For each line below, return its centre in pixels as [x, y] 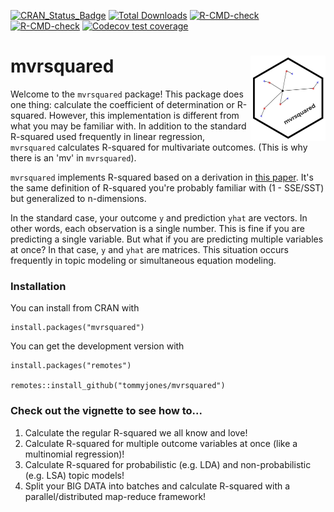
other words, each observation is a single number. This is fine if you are [157, 228]
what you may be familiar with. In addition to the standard [128, 126]
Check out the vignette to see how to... [106, 411]
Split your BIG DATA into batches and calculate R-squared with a [157, 486]
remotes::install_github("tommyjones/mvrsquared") [118, 386]
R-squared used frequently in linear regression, [107, 136]
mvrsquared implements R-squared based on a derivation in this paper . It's [162, 177]
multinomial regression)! [74, 454]
